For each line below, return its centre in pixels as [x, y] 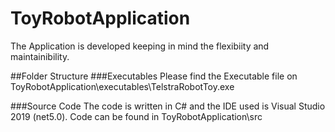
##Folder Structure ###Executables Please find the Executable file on [154, 76]
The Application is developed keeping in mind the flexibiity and [140, 46]
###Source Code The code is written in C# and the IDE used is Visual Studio [168, 106]
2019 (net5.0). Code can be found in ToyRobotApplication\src [136, 116]
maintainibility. [40, 56]
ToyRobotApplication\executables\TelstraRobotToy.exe [122, 86]
